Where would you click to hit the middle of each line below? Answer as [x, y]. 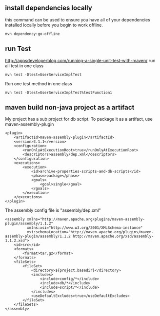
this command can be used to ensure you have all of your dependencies [78, 19]
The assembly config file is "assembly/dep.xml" [53, 210]
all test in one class [24, 66]
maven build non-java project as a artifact [70, 107]
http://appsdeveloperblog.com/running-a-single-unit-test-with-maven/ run [80, 60]
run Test [18, 49]
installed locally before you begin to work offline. [54, 25]
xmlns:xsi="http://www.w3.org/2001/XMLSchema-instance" [85, 228]
